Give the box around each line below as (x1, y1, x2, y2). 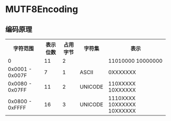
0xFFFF (8, 104, 26, 111)
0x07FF (8, 87, 27, 93)
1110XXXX (108, 95, 136, 102)
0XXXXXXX (108, 69, 136, 75)
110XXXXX (108, 80, 136, 87)
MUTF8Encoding (5, 4, 78, 15)
